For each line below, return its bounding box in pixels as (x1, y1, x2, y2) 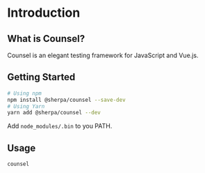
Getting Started (7, 71, 76, 83)
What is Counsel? (7, 33, 85, 45)
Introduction (7, 5, 81, 21)
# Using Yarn (7, 103, 45, 110)
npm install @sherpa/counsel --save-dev (7, 96, 126, 103)
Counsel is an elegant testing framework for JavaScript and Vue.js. (7, 51, 199, 59)
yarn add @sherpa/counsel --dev (7, 110, 101, 116)
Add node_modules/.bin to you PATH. (7, 122, 113, 130)
